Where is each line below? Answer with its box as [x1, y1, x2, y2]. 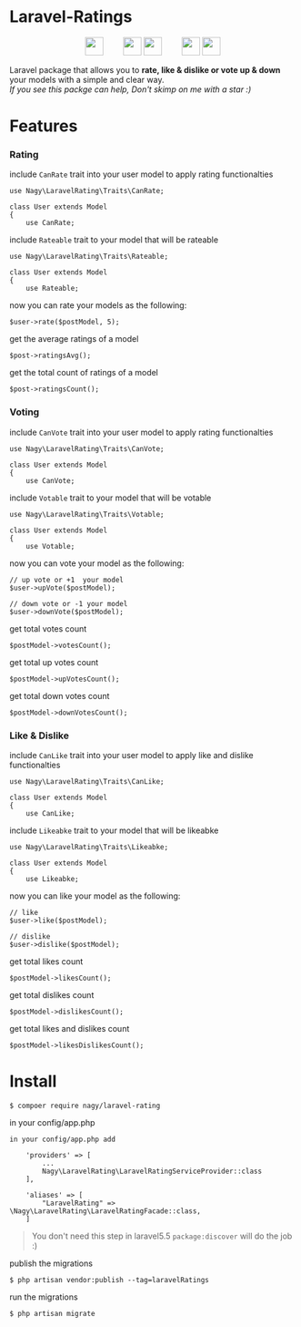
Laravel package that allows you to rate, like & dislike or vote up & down [9, 64, 281, 75]
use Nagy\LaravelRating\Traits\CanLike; [9, 777, 166, 787]
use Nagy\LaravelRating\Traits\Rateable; [9, 252, 169, 262]
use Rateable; [25, 284, 79, 293]
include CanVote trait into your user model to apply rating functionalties [9, 427, 274, 437]
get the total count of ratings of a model [9, 367, 159, 378]
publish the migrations [9, 1258, 94, 1269]
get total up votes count [9, 656, 99, 667]
